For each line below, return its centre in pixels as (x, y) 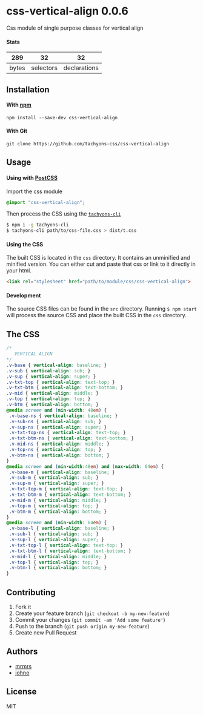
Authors (22, 652)
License (22, 692)
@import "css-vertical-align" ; (46, 202)
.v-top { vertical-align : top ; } (48, 399)
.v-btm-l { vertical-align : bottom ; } (58, 568)
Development (24, 295)
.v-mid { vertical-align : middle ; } (52, 394)
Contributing (31, 592)
